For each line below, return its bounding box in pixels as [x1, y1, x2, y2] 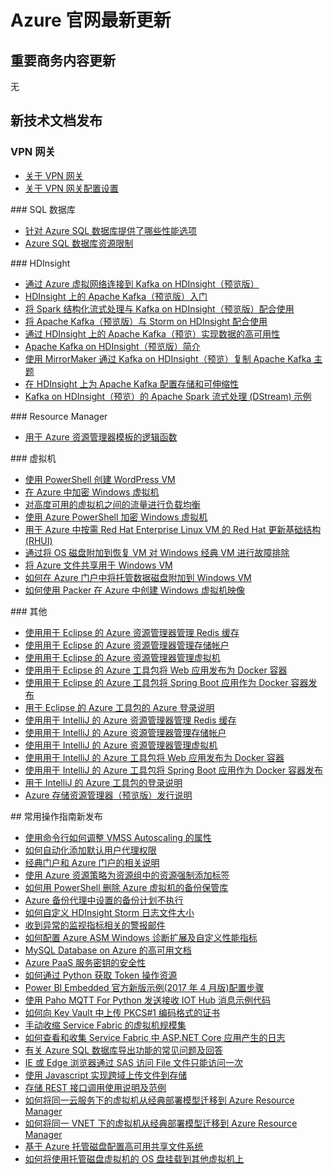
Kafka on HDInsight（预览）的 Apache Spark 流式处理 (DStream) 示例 [24, 390, 312, 402]
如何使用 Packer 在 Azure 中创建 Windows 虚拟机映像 [24, 584, 245, 596]
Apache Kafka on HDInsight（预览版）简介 [24, 340, 201, 352]
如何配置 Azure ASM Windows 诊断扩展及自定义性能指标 [24, 931, 258, 943]
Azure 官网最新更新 [10, 9, 172, 32]
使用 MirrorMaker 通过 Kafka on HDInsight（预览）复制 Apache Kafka [24, 352, 312, 365]
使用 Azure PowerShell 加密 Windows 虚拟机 [24, 511, 208, 523]
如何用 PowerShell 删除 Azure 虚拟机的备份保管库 [24, 881, 229, 893]
